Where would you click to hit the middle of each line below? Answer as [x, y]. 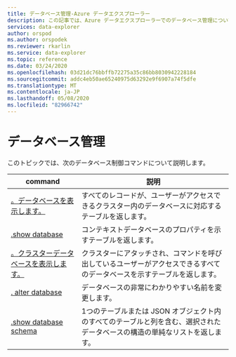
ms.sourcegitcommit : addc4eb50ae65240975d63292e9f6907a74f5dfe [102, 79]
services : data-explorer [44, 27]
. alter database [37, 292]
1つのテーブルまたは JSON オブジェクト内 [151, 311]
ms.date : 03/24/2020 [38, 66]
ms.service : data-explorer [47, 53]
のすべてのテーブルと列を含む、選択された [151, 321]
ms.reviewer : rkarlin [39, 46]
